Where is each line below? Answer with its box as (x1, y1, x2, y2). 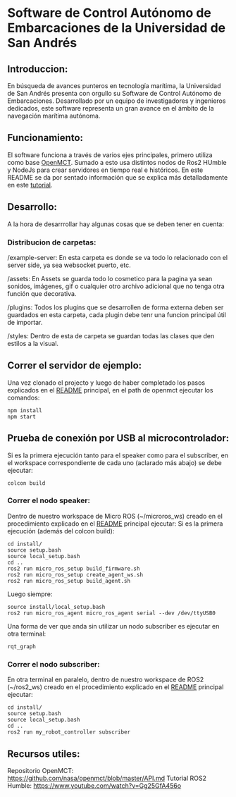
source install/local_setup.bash (7, 603, 106, 610)
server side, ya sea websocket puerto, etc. (7, 261, 132, 269)
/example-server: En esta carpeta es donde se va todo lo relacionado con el (7, 253, 228, 261)
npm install (7, 407, 42, 414)
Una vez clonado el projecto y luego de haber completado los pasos (7, 378, 206, 387)
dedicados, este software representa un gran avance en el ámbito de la (7, 104, 214, 112)
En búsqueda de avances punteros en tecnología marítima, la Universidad (7, 82, 221, 89)
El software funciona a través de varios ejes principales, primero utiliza (7, 150, 213, 159)
